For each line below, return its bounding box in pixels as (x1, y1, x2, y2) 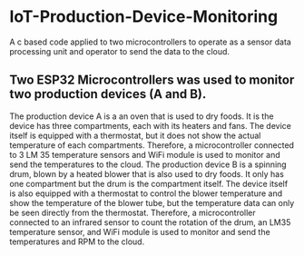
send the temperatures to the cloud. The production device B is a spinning (9, 159, 288, 170)
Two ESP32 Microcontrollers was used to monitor (9, 73, 295, 88)
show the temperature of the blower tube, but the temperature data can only (9, 197, 295, 208)
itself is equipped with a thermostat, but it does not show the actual (9, 130, 261, 141)
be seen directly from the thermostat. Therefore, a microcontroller (9, 207, 256, 218)
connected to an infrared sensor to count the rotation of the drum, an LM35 (9, 216, 291, 228)
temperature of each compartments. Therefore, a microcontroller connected (9, 139, 295, 151)
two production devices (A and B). (9, 86, 207, 102)
